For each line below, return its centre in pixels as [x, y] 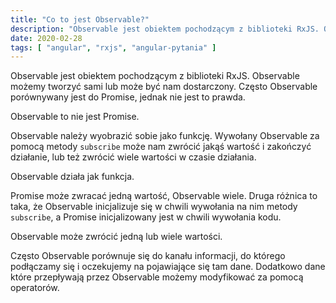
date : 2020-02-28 [46, 38]
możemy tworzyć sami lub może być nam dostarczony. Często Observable [164, 87]
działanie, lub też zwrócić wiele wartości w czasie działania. [133, 157]
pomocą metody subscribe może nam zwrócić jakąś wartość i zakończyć [161, 147]
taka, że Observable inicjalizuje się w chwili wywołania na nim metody [154, 207]
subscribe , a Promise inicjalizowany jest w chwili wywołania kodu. [146, 217]
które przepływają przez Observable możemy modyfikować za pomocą [157, 277]
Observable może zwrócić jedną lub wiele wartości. [116, 237]
